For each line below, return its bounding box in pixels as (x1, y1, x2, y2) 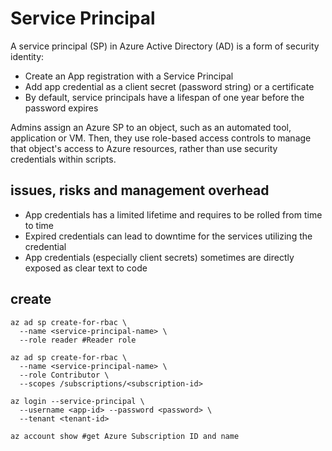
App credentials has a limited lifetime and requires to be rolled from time (24, 208, 323, 221)
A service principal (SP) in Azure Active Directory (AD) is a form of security (10, 40, 320, 52)
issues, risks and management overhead (10, 182, 270, 199)
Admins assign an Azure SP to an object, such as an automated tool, (10, 121, 292, 133)
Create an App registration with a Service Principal (24, 70, 234, 82)
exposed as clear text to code (24, 262, 148, 274)
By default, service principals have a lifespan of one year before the (24, 91, 305, 103)
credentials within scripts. (10, 153, 117, 165)
